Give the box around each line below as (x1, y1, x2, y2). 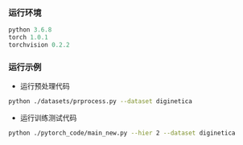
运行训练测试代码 (19, 113, 77, 122)
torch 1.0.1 (8, 34, 48, 42)
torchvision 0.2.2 (8, 41, 70, 49)
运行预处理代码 (19, 81, 70, 91)
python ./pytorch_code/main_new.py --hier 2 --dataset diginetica (8, 129, 236, 138)
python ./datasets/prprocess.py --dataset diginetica (8, 97, 193, 106)
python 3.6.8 (8, 26, 52, 34)
